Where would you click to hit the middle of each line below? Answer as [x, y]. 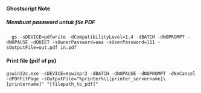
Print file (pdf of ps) [31, 61]
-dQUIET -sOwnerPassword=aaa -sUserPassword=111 [93, 42]
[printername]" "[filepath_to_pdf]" [52, 84]
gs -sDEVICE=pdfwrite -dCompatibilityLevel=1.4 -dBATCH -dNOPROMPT [98, 37]
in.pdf [69, 47]
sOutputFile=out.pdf [32, 47]
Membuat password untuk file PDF [51, 22]
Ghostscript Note [28, 8]
